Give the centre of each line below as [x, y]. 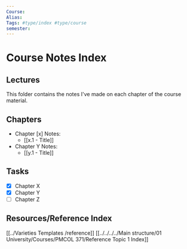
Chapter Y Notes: [36, 146]
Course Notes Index [56, 58]
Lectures [23, 80]
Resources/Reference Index [59, 219]
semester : [19, 28]
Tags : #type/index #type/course [46, 23]
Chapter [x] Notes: [38, 134]
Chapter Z [27, 199]
